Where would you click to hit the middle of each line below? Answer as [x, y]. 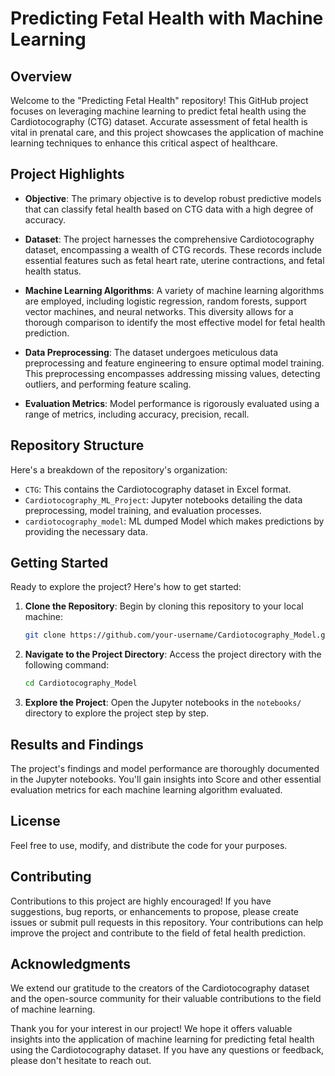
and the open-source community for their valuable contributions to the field [166, 999]
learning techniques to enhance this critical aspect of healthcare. [144, 143]
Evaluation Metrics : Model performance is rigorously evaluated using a [172, 403]
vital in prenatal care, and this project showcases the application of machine [167, 132]
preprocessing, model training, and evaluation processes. [143, 510]
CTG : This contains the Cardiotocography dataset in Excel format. [158, 489]
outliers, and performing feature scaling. [108, 384]
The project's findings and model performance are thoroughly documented [165, 768]
